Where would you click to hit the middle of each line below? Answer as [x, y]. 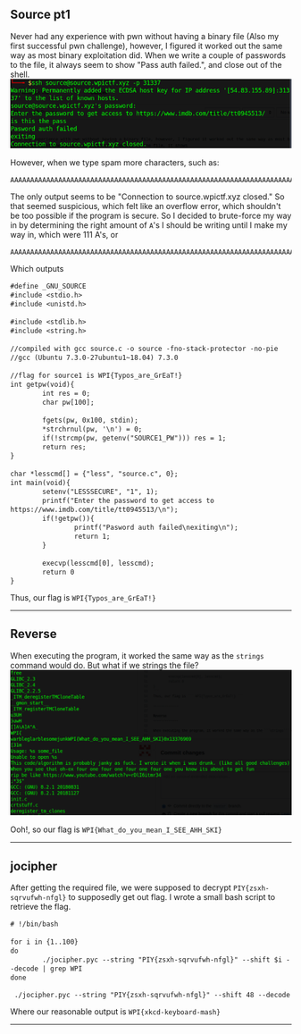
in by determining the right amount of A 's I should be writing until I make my [149, 225]
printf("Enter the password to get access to [129, 501]
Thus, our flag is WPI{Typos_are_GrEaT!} [83, 598]
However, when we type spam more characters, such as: [115, 163]
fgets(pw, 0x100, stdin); [91, 420]
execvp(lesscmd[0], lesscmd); [98, 563]
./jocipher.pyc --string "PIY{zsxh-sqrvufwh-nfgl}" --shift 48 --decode [152, 996]
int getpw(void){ [42, 385]
